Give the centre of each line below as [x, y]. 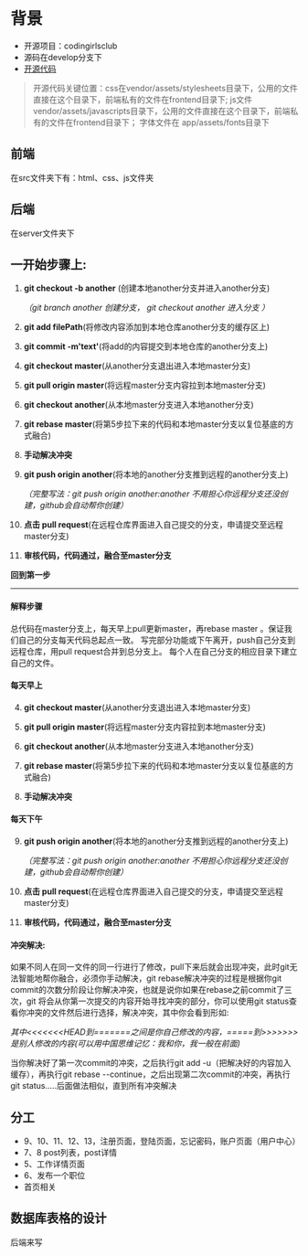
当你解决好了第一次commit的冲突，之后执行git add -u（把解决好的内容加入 [151, 1063]
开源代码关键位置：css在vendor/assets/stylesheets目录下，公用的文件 [165, 88]
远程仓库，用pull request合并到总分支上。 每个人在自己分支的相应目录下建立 [154, 651]
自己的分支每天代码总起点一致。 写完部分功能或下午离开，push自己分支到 [157, 640]
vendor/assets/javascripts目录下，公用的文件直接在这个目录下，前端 [161, 111]
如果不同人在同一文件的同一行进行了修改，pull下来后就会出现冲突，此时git [150, 967]
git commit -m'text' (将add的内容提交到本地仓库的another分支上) [146, 346]
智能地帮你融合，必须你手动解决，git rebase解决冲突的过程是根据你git [150, 978]
